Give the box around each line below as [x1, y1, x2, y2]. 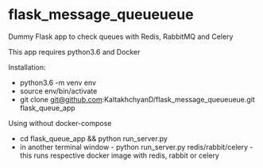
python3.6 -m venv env [19, 78, 97, 87]
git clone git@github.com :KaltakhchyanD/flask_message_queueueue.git [19, 94, 256, 104]
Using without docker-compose [8, 118, 112, 128]
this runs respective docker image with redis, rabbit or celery [19, 151, 220, 160]
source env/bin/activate [19, 86, 98, 96]
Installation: [8, 62, 46, 72]
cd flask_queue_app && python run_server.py [19, 133, 168, 143]
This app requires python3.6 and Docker [8, 47, 141, 56]
